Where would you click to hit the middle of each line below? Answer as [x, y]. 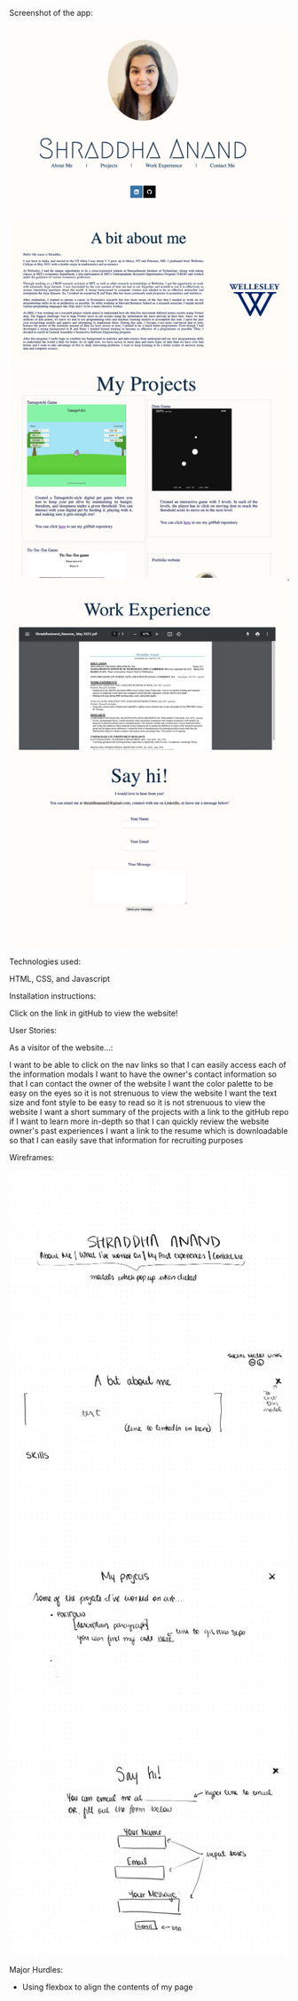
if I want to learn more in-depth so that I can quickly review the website [139, 1121]
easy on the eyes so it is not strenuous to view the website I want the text [143, 1093]
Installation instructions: [53, 996]
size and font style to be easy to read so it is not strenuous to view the [137, 1103]
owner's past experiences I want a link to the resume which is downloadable [149, 1131]
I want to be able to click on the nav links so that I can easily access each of [148, 1065]
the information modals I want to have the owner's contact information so [143, 1074]
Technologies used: [45, 961]
